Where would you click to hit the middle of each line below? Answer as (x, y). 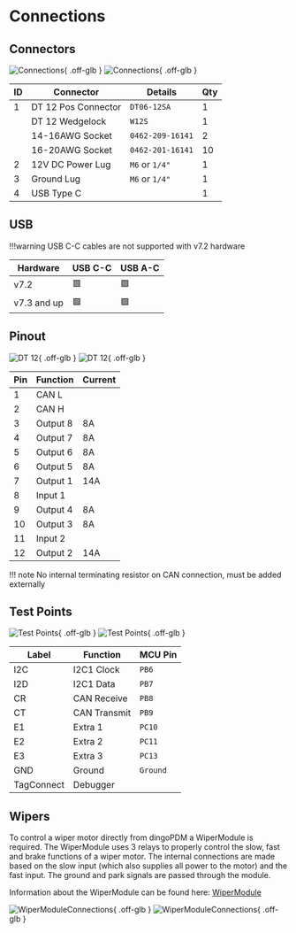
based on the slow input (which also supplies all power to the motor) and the (148, 866)
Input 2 (51, 538)
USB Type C (57, 193)
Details (161, 92)
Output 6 (54, 451)
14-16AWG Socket (72, 136)
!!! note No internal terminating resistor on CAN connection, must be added (145, 574)
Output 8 (54, 423)
